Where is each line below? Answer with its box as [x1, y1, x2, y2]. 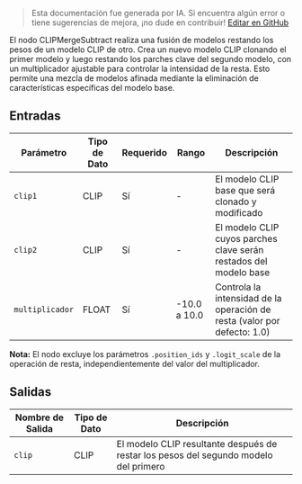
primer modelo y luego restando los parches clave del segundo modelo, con [9, 54, 292, 64]
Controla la [215, 281, 262, 293]
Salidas [9, 384, 52, 399]
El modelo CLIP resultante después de [116, 437, 278, 450]
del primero [116, 460, 165, 472]
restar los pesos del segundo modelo [116, 449, 273, 462]
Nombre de [14, 411, 65, 424]
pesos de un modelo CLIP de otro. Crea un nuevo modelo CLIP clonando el [9, 44, 287, 55]
